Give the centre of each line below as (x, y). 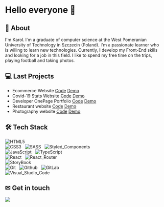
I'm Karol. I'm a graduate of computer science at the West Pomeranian (76, 40)
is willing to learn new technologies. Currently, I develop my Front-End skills (81, 50)
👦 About (18, 28)
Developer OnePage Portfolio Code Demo (54, 101)
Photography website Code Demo (46, 111)
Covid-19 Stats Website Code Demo (48, 96)
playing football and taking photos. (40, 60)
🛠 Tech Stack (26, 127)
